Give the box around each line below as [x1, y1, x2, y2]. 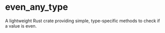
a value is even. [5, 23, 37, 29]
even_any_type [5, 1, 68, 13]
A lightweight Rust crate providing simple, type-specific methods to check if [5, 18, 160, 24]
